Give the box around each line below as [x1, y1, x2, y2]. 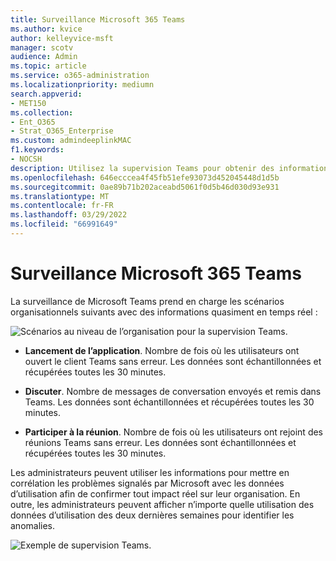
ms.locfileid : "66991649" [10, 219, 118, 230]
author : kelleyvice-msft [10, 33, 114, 43]
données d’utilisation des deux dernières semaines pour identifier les [10, 509, 295, 521]
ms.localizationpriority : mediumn [10, 80, 155, 90]
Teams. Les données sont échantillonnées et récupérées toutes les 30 [24, 396, 315, 408]
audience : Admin [10, 52, 78, 62]
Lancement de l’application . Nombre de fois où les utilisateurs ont [24, 344, 300, 356]
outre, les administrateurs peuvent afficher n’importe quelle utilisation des [10, 498, 315, 510]
